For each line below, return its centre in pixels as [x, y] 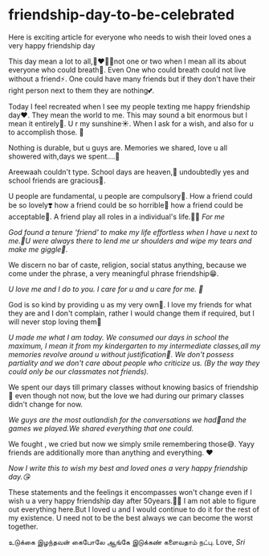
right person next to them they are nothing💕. [82, 90]
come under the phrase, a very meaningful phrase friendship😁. [114, 273]
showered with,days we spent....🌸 [64, 156]
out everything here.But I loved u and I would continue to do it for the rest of [134, 509]
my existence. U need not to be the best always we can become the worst [131, 517]
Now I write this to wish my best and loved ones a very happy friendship [128, 467]
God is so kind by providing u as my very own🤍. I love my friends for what [130, 304]
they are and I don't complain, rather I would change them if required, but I [131, 313]
